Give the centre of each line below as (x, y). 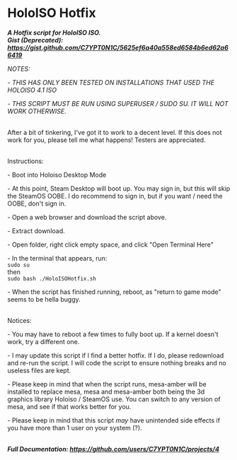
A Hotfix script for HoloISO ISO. (54, 33)
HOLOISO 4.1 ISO (32, 90)
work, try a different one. (44, 341)
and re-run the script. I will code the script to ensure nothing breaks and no (117, 362)
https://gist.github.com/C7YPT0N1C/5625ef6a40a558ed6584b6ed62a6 (118, 47)
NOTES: (19, 69)
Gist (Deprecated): (35, 40)
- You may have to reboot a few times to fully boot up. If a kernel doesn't (113, 334)
